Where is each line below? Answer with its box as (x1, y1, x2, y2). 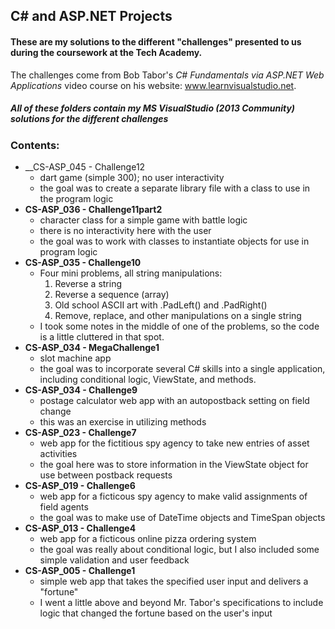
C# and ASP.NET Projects (10, 8, 173, 25)
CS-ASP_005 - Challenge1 (24, 564, 136, 576)
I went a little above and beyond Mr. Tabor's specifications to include (39, 596, 324, 608)
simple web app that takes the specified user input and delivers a (39, 575, 309, 587)
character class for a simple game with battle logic (39, 214, 248, 226)
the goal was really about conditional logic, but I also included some (39, 543, 320, 555)
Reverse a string (54, 277, 123, 289)
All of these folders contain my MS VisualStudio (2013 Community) (10, 102, 296, 114)
